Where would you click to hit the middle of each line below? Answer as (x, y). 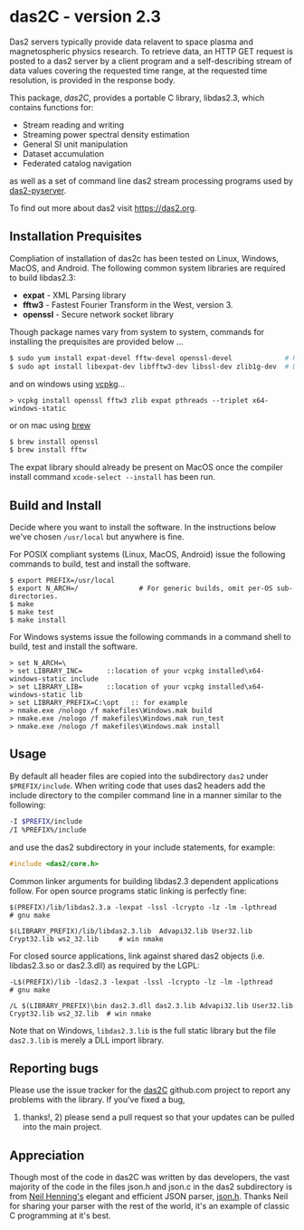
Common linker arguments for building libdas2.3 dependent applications (144, 881)
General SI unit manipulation (75, 144)
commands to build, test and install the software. (100, 564)
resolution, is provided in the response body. (92, 80)
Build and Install (56, 505)
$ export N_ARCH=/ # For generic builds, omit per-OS (141, 589)
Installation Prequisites (76, 237)
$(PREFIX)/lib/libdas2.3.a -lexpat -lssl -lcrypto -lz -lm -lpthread (143, 907)
